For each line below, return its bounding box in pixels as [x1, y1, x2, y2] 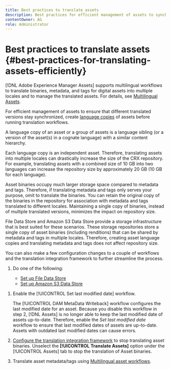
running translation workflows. [5, 119, 69, 126]
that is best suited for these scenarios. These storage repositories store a [5, 224, 159, 230]
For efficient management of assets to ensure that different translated [5, 108, 151, 115]
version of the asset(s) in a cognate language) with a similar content [5, 135, 148, 141]
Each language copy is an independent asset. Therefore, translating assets [5, 150, 162, 156]
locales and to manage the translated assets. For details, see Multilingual [5, 93, 158, 100]
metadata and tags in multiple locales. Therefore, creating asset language [5, 235, 160, 241]
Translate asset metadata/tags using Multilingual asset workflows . [12, 358, 152, 364]
